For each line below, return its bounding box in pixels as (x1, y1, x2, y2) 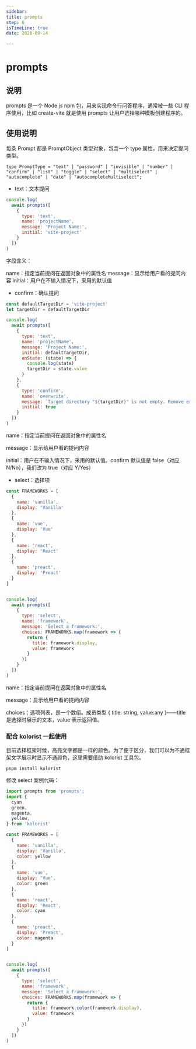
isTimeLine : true (6, 25, 48, 31)
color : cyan (16, 908, 45, 914)
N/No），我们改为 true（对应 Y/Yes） (6, 464, 94, 471)
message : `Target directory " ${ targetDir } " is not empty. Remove (21, 399, 184, 405)
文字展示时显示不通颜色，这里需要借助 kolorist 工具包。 (10, 754, 145, 761)
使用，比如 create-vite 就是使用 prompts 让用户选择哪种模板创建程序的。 (10, 110, 186, 117)
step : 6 (6, 19, 25, 25)
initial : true (21, 404, 57, 410)
